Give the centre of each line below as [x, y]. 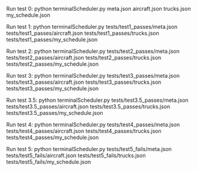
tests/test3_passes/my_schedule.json [53, 89]
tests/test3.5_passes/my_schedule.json [55, 113]
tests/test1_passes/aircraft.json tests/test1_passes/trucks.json [83, 33]
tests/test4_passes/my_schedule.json [53, 137]
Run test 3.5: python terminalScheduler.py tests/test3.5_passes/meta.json [98, 100]
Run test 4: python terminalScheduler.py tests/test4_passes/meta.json [93, 125]
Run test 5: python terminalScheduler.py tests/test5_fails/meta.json [89, 149]
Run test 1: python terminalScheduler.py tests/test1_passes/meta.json [92, 27]
